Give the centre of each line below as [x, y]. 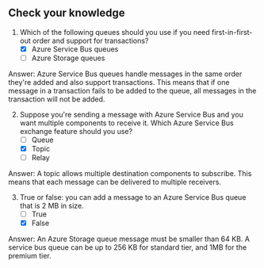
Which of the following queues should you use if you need [115, 32]
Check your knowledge [67, 13]
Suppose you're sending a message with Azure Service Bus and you [131, 114]
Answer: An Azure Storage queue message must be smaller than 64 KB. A [129, 239]
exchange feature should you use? [76, 131]
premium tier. [30, 256]
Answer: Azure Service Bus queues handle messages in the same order [125, 74]
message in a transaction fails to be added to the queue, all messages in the [132, 90]
